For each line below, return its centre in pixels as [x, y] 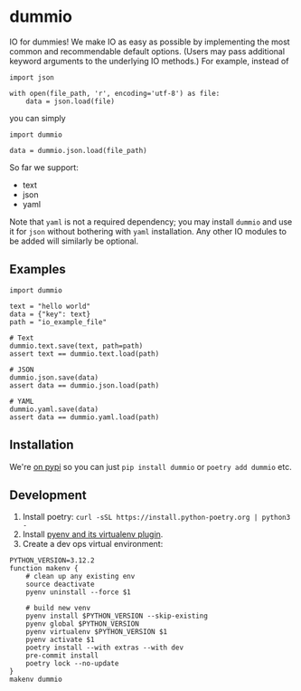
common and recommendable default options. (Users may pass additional [147, 51]
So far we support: [44, 167]
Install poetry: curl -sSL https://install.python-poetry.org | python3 [156, 517]
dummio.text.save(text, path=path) [76, 346]
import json [32, 77]
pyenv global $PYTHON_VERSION [83, 624]
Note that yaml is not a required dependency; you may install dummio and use [151, 221]
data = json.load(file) [71, 101]
